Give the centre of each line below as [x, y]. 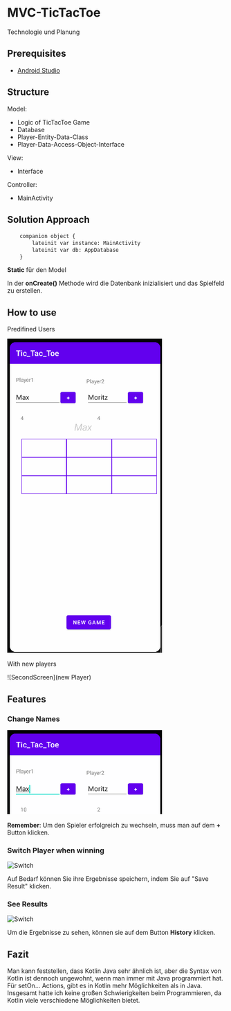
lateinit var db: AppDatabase [75, 251]
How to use [32, 312]
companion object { [48, 237]
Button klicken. [28, 832]
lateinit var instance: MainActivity [86, 244]
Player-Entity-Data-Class [53, 137]
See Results [28, 904]
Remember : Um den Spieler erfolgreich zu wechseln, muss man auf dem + [114, 825]
